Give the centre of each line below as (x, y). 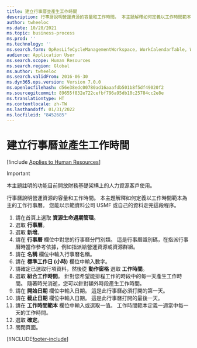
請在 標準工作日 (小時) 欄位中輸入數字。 (63, 261)
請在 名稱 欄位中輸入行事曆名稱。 (55, 254)
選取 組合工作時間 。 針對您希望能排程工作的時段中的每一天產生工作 (96, 276)
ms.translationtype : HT (36, 98)
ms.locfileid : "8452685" (37, 115)
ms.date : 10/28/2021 (32, 28)
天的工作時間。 (33, 313)
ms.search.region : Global (38, 66)
